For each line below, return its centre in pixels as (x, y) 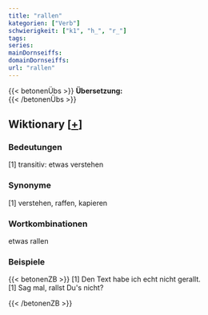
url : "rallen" (32, 68)
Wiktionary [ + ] (45, 125)
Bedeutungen (35, 147)
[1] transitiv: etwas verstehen (56, 164)
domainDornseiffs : (39, 61)
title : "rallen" (35, 16)
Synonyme (30, 185)
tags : (17, 38)
